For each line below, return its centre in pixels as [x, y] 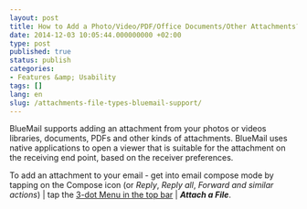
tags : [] [26, 86]
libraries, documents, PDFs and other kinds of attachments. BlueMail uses [148, 139]
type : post [30, 43]
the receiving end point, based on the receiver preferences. [122, 158]
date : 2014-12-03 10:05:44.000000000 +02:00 [95, 35]
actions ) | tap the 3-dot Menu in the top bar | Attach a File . [120, 195]
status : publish [40, 60]
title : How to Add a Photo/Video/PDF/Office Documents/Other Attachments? [155, 26]
